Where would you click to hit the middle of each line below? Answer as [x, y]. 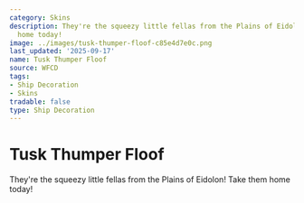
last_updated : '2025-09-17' [62, 51]
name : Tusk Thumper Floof [58, 60]
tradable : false [40, 101]
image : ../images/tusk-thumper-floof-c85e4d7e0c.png [111, 43]
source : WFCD [34, 69]
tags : [19, 77]
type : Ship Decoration [52, 110]
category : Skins [40, 18]
